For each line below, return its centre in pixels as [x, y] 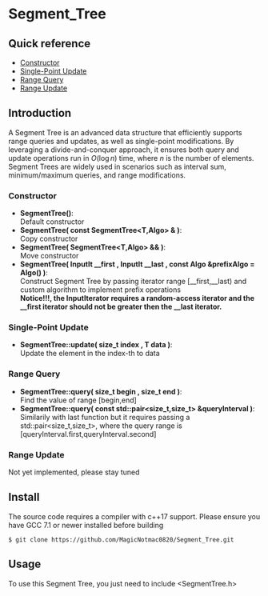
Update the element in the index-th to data [90, 354]
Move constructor [49, 256]
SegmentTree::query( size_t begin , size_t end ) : [101, 391]
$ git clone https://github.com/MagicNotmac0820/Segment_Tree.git [121, 540]
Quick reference [50, 44]
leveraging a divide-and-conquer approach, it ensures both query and [124, 150]
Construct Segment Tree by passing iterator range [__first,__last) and [133, 282]
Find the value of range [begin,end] [78, 400]
